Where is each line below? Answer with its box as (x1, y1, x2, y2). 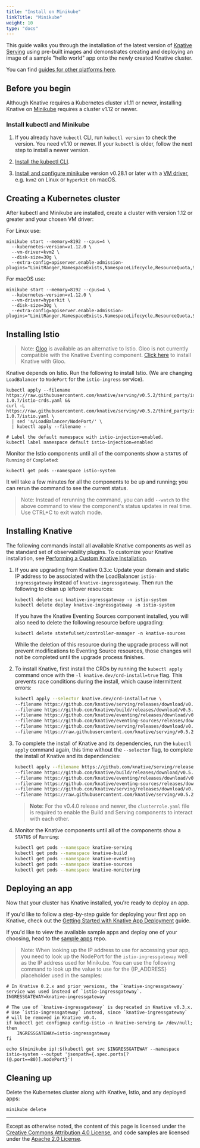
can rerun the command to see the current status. (6, 484, 129, 491)
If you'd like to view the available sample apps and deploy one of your (6, 929, 177, 936)
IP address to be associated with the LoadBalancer (14, 573, 140, 580)
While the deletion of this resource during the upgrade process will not (14, 641, 189, 648)
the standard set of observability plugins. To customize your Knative (6, 548, 174, 555)
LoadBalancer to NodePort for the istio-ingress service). (6, 376, 144, 383)
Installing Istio (6, 329, 60, 339)
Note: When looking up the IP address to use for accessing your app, (20, 947, 190, 954)
